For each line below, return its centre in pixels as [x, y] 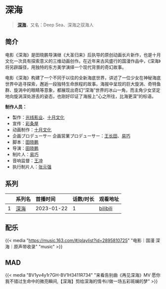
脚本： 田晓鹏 [25, 142]
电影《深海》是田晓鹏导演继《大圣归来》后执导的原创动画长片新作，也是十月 [83, 54]
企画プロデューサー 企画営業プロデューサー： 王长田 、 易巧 [71, 136]
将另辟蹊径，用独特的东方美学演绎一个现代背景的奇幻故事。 [66, 67]
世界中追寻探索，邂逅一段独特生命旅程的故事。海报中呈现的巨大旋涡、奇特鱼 [83, 84]
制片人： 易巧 [25, 154]
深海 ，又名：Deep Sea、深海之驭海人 [55, 25]
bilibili [106, 208]
